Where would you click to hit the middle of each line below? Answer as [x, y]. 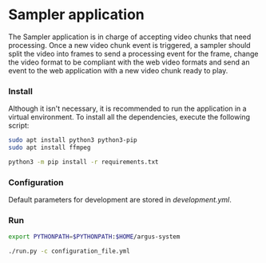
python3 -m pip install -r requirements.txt [83, 162]
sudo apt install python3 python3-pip [73, 140]
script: [19, 126]
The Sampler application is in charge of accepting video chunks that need [130, 37]
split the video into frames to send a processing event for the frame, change [133, 53]
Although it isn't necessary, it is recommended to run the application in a [127, 108]
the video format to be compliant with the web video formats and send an [129, 62]
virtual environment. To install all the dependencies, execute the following [129, 117]
